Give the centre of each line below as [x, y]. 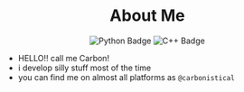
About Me [147, 16]
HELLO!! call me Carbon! [64, 58]
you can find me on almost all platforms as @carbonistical [126, 77]
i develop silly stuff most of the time [84, 68]
